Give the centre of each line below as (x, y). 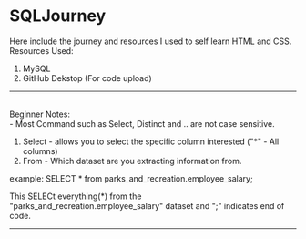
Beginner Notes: (40, 114)
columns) (40, 151)
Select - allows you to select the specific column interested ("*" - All (151, 141)
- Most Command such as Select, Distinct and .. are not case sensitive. (142, 123)
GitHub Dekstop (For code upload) (87, 78)
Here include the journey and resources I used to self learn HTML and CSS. (151, 41)
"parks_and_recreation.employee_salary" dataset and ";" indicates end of (147, 205)
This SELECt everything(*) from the (76, 196)
